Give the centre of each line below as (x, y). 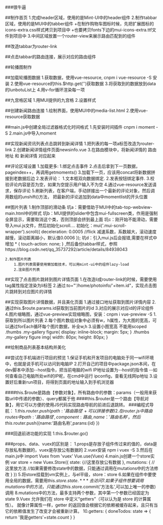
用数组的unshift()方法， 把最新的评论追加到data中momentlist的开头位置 (76, 197)
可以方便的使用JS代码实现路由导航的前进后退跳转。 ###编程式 (87, 405)
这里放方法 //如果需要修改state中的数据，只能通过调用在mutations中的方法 (80, 468)
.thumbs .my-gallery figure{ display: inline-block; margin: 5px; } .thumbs (77, 332)
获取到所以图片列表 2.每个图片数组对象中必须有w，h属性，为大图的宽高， (79, 320)
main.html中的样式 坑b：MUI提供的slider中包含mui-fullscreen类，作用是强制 (81, 213)
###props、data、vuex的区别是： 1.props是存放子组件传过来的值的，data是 (81, 444)
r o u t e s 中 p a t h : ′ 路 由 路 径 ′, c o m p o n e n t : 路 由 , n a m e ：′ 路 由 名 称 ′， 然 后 (73, 417)
